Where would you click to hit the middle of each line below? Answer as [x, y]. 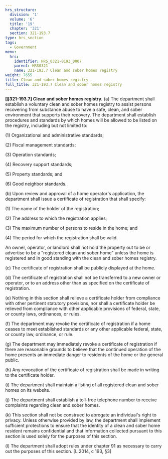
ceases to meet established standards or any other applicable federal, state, [84, 329]
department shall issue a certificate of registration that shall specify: [76, 199]
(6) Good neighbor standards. [36, 184]
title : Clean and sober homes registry [47, 80]
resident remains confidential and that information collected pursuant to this [83, 431]
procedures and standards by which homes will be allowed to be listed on [81, 120]
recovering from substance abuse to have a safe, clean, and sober [74, 109]
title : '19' [22, 24]
